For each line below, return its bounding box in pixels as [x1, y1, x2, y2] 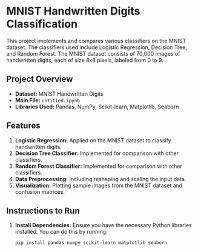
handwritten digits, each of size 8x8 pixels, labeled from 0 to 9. [6, 56, 163, 64]
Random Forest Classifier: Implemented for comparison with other [15, 162, 183, 170]
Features [6, 121, 41, 131]
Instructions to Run [6, 205, 80, 216]
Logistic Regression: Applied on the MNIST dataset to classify [15, 136, 171, 144]
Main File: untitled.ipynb [15, 96, 80, 104]
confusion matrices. [15, 188, 65, 195]
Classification [6, 17, 78, 31]
